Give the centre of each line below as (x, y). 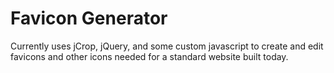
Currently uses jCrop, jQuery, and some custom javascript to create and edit (167, 46)
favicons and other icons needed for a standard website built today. (149, 56)
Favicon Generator (89, 18)
